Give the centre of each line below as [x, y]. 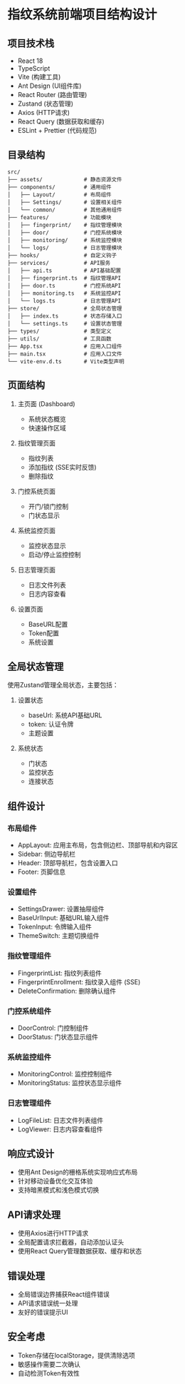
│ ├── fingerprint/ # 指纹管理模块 [65, 225]
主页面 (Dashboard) [47, 403]
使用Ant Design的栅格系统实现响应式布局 [78, 1172]
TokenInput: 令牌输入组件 [55, 927]
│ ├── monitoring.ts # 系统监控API [64, 293]
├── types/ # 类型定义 [59, 331]
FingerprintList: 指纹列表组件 [59, 973]
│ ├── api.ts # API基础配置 [64, 271]
